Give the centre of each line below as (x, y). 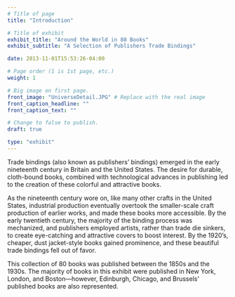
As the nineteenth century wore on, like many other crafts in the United (110, 198)
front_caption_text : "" (42, 110)
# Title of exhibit (36, 33)
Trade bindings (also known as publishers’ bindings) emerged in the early (113, 161)
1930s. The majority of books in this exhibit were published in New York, (112, 271)
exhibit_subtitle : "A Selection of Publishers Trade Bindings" (102, 46)
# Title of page (31, 14)
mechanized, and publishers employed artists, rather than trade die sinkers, (116, 227)
